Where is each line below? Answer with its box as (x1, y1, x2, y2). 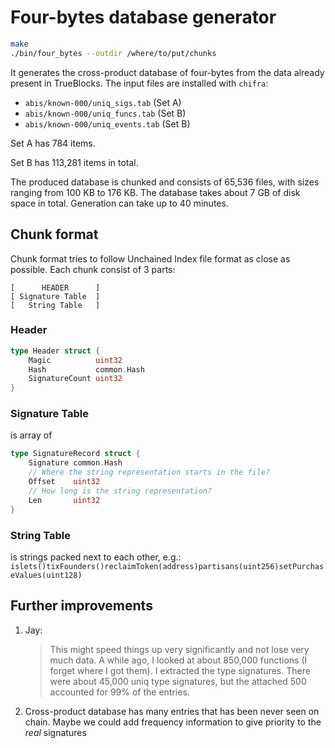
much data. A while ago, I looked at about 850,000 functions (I (49, 654, 308, 666)
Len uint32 (28, 495, 101, 505)
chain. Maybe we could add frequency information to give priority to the (24, 716, 322, 728)
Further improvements (10, 597, 153, 615)
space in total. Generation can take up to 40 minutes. (10, 197, 229, 209)
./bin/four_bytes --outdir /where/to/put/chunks (10, 48, 217, 58)
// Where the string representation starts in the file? (28, 467, 271, 478)
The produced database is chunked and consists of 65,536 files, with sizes (10, 176, 320, 188)
